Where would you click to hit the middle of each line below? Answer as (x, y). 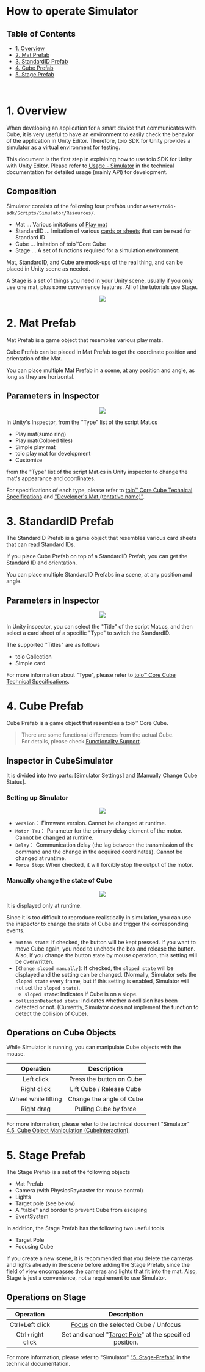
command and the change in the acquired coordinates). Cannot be (99, 852)
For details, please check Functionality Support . (81, 742)
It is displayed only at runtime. (44, 905)
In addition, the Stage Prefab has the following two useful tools (85, 1228)
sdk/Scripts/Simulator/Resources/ (50, 213)
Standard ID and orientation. (42, 563)
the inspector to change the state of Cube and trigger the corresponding (97, 924)
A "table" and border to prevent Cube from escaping (81, 1210)
